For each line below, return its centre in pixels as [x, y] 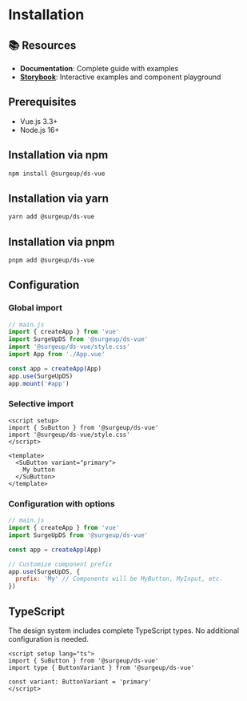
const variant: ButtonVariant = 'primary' [80, 682]
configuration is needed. [49, 639]
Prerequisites [42, 102]
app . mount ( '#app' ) [39, 383]
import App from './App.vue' [57, 355]
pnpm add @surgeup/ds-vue [51, 260]
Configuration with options [62, 503]
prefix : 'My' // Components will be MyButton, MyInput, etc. [120, 579]
